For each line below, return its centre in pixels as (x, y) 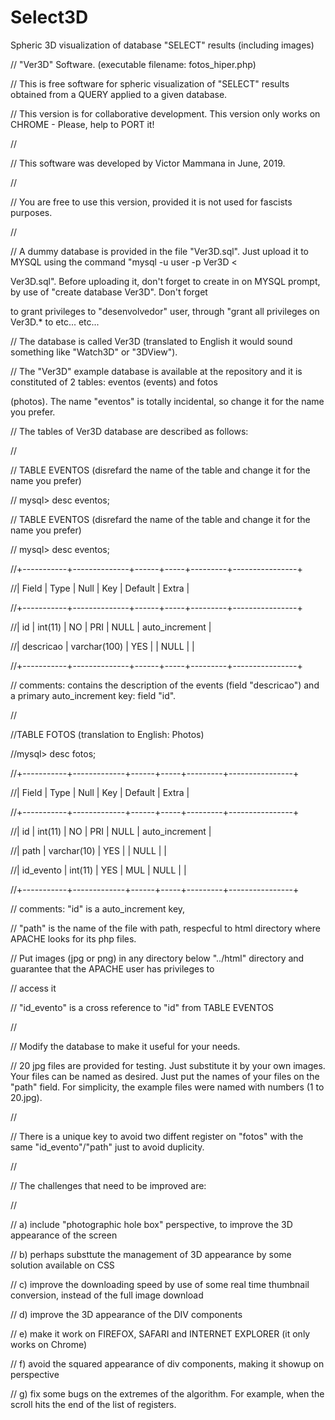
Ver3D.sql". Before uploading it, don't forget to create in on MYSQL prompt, (165, 281)
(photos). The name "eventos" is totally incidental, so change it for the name (167, 401)
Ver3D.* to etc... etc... (55, 322)
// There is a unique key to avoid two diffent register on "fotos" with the (157, 1136)
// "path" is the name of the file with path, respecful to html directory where (165, 928)
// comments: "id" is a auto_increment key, (98, 908)
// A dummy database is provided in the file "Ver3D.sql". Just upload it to (160, 251)
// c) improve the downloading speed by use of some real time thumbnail (160, 1284)
